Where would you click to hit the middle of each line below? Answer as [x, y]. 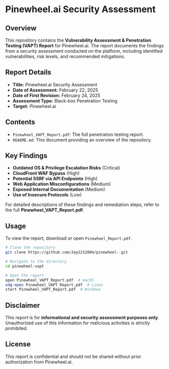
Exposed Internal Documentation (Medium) [59, 189]
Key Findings [26, 156]
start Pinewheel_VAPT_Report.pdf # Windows [53, 290]
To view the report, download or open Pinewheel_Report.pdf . [69, 238]
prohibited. [16, 328]
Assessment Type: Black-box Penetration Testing [65, 100]
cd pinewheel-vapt [25, 266]
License [18, 344]
